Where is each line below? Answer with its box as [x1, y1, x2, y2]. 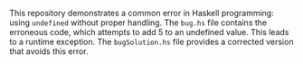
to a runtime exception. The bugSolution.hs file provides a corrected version [9, 36, 294, 47]
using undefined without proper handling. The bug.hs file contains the [9, 17, 268, 28]
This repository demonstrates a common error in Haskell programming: [9, 8, 274, 18]
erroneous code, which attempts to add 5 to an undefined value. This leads [9, 27, 289, 37]
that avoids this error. [9, 46, 89, 57]
